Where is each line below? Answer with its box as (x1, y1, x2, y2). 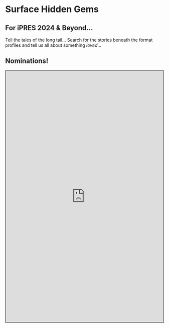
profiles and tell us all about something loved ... (5, 42, 102, 48)
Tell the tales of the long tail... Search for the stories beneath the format (5, 37, 153, 43)
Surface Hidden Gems (5, 4, 99, 15)
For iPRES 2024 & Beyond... (5, 24, 93, 32)
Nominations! (5, 57, 49, 65)
